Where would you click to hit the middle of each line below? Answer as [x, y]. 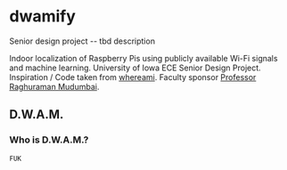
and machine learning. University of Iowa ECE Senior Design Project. [135, 68]
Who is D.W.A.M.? [49, 140]
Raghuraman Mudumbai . [54, 86]
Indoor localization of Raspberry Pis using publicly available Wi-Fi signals [143, 58]
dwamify [42, 16]
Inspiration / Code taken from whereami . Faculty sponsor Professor [133, 77]
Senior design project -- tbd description [82, 41]
